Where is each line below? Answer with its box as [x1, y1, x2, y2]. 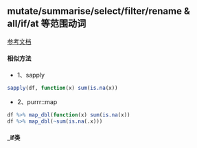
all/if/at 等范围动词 [7, 18, 86, 29]
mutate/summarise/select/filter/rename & [7, 5, 190, 17]
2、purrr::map [16, 97, 58, 106]
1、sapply [16, 71, 45, 79]
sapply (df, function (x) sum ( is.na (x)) [7, 85, 118, 92]
